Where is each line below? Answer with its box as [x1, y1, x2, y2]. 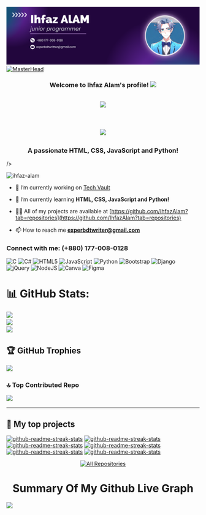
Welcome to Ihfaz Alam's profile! [49, 81, 149, 90]
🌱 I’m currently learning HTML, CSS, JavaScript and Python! [15, 196, 170, 203]
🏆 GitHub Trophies [6, 345, 82, 356]
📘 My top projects [6, 419, 75, 429]
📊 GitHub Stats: [6, 287, 90, 301]
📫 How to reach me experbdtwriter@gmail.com [15, 226, 140, 234]
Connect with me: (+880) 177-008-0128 [6, 243, 129, 252]
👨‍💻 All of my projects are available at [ [15, 207, 112, 215]
